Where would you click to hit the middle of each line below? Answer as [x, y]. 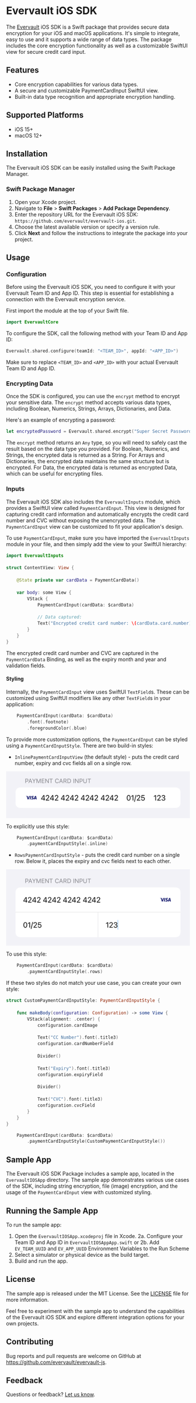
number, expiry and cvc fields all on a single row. [73, 763]
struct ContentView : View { [40, 568]
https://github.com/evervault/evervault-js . [56, 1362]
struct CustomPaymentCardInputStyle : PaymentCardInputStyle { [83, 1001]
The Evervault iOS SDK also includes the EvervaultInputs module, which [93, 502]
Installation [27, 154]
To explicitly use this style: [38, 826]
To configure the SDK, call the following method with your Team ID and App [97, 333]
